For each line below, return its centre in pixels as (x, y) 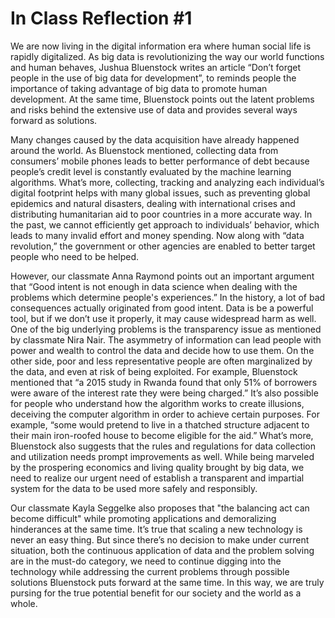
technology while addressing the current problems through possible (150, 571)
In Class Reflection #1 (101, 18)
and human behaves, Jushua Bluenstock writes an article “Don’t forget (156, 67)
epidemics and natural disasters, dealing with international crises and (153, 203)
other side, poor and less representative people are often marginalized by (161, 361)
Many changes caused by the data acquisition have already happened (155, 139)
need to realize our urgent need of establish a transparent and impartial (157, 478)
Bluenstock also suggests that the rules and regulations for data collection (163, 446)
